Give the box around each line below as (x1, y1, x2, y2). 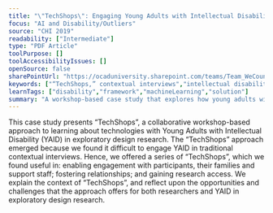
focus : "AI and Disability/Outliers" (8, 20, 136, 28)
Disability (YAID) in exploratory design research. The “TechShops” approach (8, 135, 264, 145)
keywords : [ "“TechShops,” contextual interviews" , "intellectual (8, 80, 231, 88)
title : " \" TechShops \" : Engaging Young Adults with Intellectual (8, 11, 234, 20)
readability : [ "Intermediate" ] (8, 34, 115, 43)
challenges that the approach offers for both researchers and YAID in (8, 186, 240, 196)
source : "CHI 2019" (8, 27, 75, 35)
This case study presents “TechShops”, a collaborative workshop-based (8, 117, 250, 127)
